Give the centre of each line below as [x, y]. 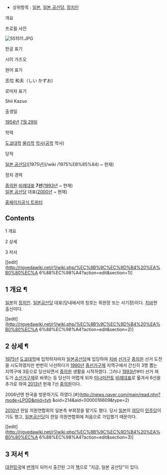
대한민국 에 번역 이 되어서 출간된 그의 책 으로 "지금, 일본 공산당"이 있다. [72, 467]
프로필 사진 [16, 28]
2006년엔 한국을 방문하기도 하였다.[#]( [43, 395]
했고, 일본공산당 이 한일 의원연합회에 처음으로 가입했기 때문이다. [76, 417]
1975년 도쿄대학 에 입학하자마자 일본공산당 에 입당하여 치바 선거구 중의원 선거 [79, 359]
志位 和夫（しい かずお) [29, 80]
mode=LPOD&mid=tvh [28, 400]
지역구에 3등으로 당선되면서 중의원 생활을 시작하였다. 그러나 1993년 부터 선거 [79, 372]
